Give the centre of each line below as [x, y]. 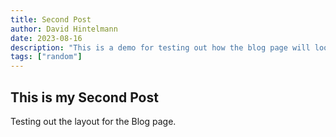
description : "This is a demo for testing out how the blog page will [160, 47]
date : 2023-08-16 [46, 38]
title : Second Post [51, 19]
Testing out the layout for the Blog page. [93, 121]
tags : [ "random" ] [46, 57]
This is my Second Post [84, 97]
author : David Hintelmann [64, 29]
